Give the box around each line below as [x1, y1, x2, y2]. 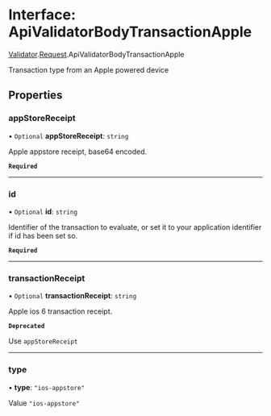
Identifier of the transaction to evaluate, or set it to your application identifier [8, 222, 262, 231]
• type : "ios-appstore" [8, 382, 85, 392]
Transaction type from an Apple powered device [8, 64, 169, 74]
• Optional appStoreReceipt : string [8, 131, 129, 140]
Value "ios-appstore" [8, 397, 80, 408]
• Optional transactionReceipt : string [8, 291, 137, 301]
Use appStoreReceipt [8, 336, 78, 346]
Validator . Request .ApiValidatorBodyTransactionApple [8, 49, 185, 59]
